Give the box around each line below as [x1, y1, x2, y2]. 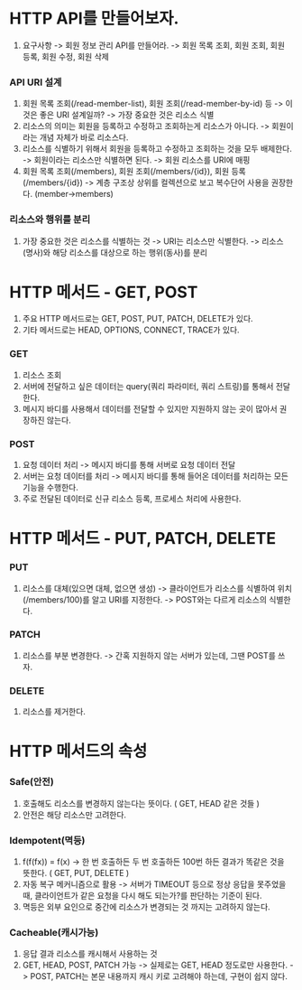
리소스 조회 [22, 369, 62, 380]
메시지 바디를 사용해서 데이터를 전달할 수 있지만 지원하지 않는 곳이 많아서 [22, 403, 278, 414]
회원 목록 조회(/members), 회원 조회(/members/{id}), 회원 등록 [22, 166, 246, 177]
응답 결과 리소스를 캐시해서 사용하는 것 [22, 948, 158, 959]
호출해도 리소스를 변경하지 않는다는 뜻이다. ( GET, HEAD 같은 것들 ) [22, 798, 260, 808]
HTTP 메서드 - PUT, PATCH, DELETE [9, 528, 277, 549]
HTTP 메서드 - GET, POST [9, 282, 198, 303]
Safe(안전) [9, 776, 54, 789]
